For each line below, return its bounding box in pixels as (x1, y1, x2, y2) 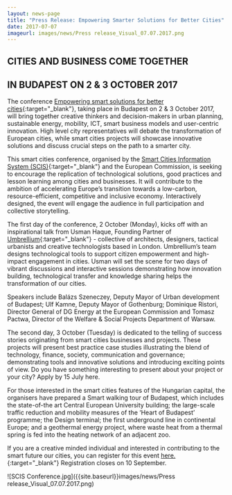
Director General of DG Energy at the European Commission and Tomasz (7, 307, 215, 316)
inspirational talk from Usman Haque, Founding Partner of (7, 227, 172, 236)
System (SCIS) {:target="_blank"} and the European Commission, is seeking (7, 163, 222, 171)
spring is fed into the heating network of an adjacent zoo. (7, 430, 171, 439)
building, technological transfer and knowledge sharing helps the (7, 272, 193, 280)
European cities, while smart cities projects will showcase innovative (7, 134, 202, 143)
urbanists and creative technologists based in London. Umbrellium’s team (7, 243, 217, 251)
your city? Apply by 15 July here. (7, 373, 100, 381)
